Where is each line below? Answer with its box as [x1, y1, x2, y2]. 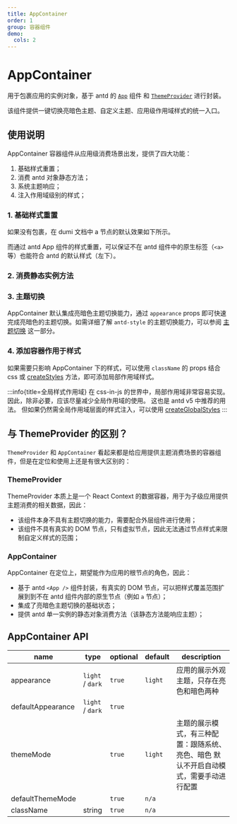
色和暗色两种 [176, 686, 219, 696]
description [181, 651, 221, 661]
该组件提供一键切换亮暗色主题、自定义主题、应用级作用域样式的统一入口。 [7, 107, 224, 115]
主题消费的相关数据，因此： [7, 500, 88, 509]
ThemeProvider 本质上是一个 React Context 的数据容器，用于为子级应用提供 [7, 492, 229, 500]
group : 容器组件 [7, 23, 51, 30]
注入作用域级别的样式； [17, 190, 86, 199]
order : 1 [7, 17, 33, 24]
